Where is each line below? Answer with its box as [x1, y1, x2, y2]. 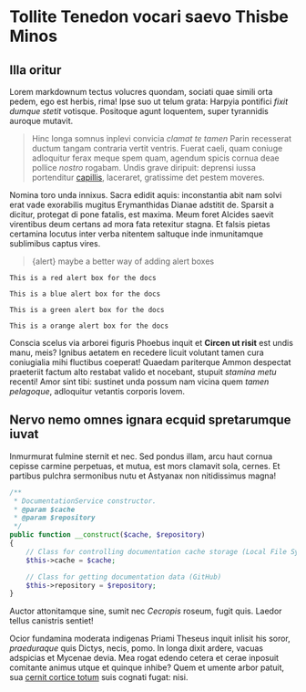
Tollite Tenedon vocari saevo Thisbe [9, 6, 290, 27]
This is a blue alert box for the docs [9, 289, 161, 299]
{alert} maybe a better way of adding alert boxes [31, 256, 215, 267]
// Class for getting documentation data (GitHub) [25, 572, 222, 582]
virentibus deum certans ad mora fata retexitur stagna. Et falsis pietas [9, 219, 270, 229]
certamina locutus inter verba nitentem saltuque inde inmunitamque [9, 228, 264, 239]
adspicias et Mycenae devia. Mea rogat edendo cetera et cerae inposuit [9, 653, 280, 664]
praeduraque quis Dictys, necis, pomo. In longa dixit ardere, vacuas [9, 643, 264, 654]
